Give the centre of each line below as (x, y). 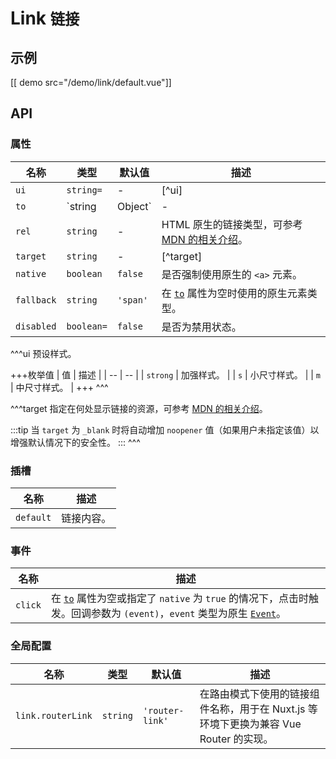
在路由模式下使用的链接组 (259, 694)
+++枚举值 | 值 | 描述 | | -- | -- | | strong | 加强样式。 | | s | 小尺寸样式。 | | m (165, 374)
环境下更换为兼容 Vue (250, 724)
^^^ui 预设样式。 (43, 353)
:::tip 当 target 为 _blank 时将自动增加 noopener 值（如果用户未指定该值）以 (165, 429)
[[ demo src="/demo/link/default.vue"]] (91, 82)
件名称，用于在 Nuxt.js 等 (258, 709)
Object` (134, 206)
